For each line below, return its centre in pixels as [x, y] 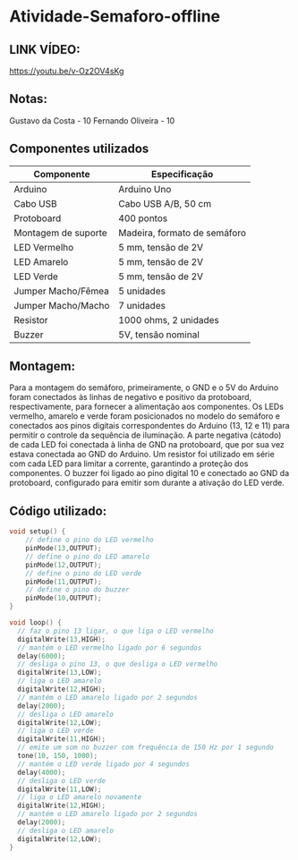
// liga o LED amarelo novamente [80, 797]
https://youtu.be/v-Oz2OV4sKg [67, 71]
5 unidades [142, 291]
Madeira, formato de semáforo [183, 233]
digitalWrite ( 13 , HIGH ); [61, 639]
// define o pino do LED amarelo [88, 557]
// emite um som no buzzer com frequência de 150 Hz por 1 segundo [146, 748]
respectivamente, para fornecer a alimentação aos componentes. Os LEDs [147, 407]
